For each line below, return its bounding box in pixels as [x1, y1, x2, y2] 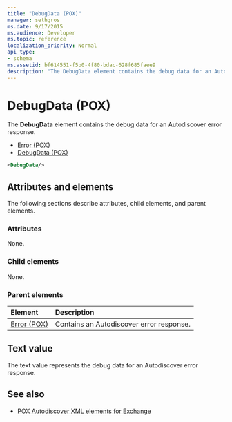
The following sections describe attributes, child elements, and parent [7, 200, 206, 208]
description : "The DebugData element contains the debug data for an [7, 68, 212, 75]
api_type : [7, 49, 36, 56]
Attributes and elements [7, 181, 114, 193]
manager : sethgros [7, 17, 60, 23]
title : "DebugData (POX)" [7, 10, 81, 17]
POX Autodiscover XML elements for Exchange [17, 407, 152, 415]
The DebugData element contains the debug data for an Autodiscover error [7, 120, 222, 128]
